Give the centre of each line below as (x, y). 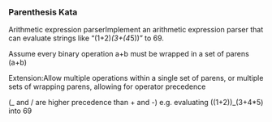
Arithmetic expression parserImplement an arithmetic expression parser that (136, 30)
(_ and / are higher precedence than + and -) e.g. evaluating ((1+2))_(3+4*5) (136, 103)
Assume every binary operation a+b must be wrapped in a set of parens (129, 54)
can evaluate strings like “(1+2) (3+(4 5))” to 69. (86, 38)
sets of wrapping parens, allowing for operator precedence (107, 86)
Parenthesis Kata (43, 12)
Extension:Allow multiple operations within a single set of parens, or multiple (136, 78)
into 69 (20, 111)
